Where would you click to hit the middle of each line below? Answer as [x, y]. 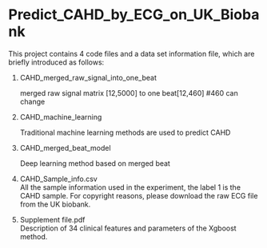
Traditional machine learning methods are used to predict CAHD [125, 132]
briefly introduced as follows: [56, 62]
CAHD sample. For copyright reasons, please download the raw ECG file [139, 195]
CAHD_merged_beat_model [65, 148]
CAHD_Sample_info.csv [58, 179]
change [32, 101]
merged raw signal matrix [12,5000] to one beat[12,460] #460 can [129, 93]
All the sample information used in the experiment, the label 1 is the [130, 187]
